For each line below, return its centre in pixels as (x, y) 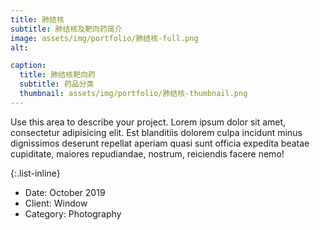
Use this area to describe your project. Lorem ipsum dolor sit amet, (148, 122)
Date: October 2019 (65, 192)
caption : (28, 66)
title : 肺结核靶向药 (57, 75)
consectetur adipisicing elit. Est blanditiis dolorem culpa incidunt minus (156, 132)
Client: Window (56, 203)
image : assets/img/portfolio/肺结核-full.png (104, 38)
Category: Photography (73, 213)
